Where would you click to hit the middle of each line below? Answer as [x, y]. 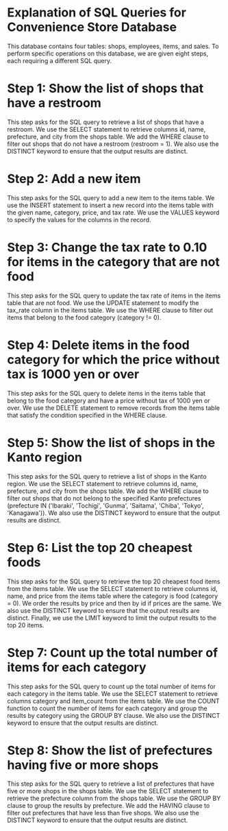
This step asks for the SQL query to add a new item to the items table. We [111, 197]
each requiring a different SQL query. [60, 60]
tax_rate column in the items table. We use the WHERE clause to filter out [110, 310]
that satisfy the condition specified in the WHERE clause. [87, 415]
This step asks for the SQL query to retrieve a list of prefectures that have [111, 784]
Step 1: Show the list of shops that [105, 89]
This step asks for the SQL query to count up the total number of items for [111, 686]
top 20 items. [26, 625]
